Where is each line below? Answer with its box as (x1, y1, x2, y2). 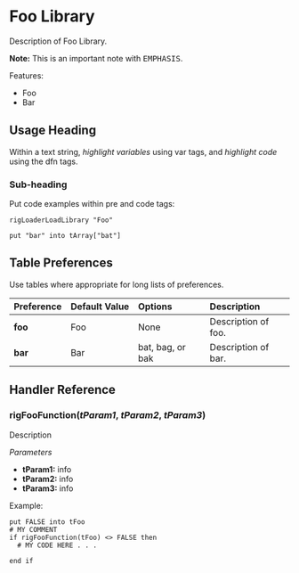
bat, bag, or (137, 340, 187, 353)
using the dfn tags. (9, 156, 78, 167)
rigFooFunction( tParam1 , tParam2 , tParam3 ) (9, 409, 206, 422)
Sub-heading (9, 178, 68, 191)
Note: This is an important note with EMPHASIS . (9, 53, 183, 63)
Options (137, 300, 173, 313)
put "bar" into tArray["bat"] (9, 232, 122, 241)
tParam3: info (21, 483, 74, 494)
